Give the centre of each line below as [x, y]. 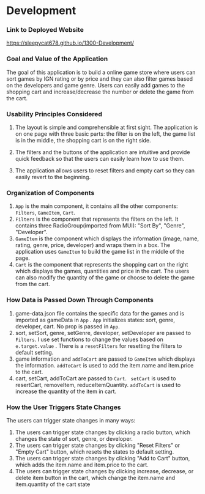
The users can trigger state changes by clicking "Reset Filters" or [98, 445]
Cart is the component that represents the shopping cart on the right [102, 265]
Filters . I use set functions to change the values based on [89, 339]
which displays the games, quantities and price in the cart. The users [102, 271]
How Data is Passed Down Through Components [80, 300]
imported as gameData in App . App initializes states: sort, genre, [95, 320]
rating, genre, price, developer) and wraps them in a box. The [92, 245]
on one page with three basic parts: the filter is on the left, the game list [105, 134]
